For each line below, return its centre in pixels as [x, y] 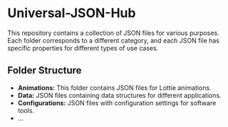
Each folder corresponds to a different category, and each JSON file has [113, 40]
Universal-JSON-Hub [72, 13]
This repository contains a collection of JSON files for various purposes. [113, 33]
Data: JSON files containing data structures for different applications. [120, 95]
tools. [26, 110]
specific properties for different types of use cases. [83, 48]
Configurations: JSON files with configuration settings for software [117, 103]
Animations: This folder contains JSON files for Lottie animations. [114, 88]
